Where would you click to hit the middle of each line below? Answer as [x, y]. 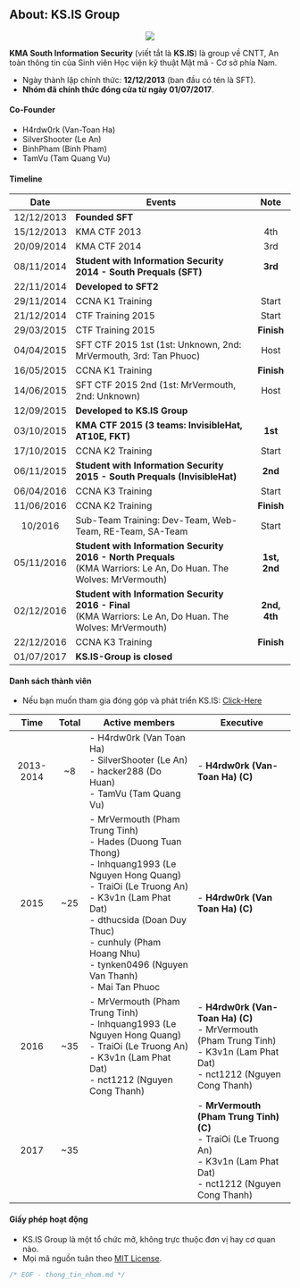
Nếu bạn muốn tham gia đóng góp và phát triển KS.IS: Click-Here [142, 700]
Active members [139, 723]
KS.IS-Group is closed [124, 657]
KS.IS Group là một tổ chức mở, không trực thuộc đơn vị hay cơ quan [149, 1239]
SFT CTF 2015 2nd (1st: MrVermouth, [156, 386]
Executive [242, 723]
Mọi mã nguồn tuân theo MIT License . [92, 1258]
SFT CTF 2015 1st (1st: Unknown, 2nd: [158, 345]
